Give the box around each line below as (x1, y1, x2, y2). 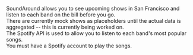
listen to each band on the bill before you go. (6, 11, 116, 18)
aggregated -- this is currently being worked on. (6, 23, 124, 30)
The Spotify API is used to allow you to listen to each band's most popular (6, 30, 187, 37)
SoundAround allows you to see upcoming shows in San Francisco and (6, 5, 180, 12)
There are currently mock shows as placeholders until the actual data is (6, 18, 181, 24)
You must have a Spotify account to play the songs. (6, 42, 132, 49)
